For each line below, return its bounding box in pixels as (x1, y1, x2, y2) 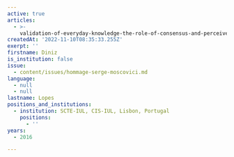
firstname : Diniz (7, 50, 58, 57)
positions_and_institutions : (7, 101, 92, 108)
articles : (7, 17, 36, 24)
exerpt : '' (7, 43, 39, 50)
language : (7, 75, 36, 82)
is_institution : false (7, 56, 73, 63)
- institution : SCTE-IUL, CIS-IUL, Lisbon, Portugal (13, 107, 170, 114)
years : (7, 127, 26, 134)
